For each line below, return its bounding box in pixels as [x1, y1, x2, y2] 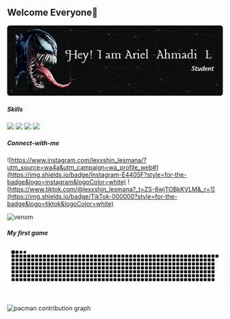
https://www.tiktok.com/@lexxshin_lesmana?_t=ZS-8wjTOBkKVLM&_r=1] [9, 185, 216, 193]
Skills [7, 105, 23, 113]
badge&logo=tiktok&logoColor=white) [7, 199, 114, 207]
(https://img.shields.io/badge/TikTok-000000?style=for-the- [7, 192, 178, 201]
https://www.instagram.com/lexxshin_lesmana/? [11, 155, 147, 164]
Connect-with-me [7, 138, 60, 147]
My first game [7, 229, 49, 237]
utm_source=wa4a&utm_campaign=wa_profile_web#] [7, 163, 159, 171]
